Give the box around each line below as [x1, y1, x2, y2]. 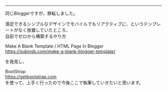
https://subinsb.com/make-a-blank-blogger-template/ [5, 48, 116, 54]
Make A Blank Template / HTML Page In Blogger [5, 43, 104, 49]
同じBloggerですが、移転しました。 [5, 10, 78, 16]
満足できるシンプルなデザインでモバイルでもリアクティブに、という [5, 21, 144, 27]
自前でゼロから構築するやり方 [5, 33, 66, 39]
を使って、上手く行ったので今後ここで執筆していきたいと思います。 [5, 80, 144, 86]
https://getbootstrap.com [5, 74, 57, 80]
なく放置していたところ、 [18, 27, 71, 33]
